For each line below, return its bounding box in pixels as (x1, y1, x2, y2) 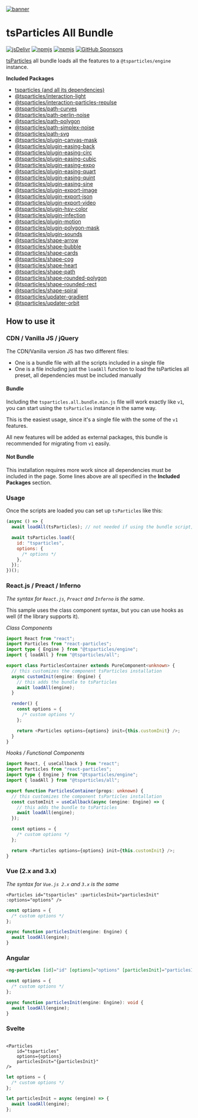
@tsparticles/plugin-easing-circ (14, 149, 93, 156)
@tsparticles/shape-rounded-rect (14, 280, 97, 287)
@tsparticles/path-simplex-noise (14, 124, 95, 131)
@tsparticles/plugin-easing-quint (14, 174, 95, 181)
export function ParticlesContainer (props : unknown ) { (6, 788, 144, 794)
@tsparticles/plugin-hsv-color (14, 205, 88, 212)
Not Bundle (6, 453, 34, 460)
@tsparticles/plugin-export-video (14, 199, 96, 206)
